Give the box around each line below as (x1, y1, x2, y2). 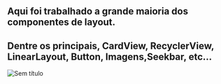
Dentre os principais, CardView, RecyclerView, (7, 40, 215, 51)
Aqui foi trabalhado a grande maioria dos (7, 6, 189, 17)
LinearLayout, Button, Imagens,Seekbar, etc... (7, 51, 213, 62)
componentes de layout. (7, 17, 116, 28)
